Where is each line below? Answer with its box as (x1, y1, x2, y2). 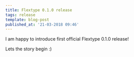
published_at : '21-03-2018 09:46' (5, 22, 80, 27)
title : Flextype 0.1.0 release (5, 7, 72, 13)
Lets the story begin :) (5, 46, 52, 52)
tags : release (5, 12, 36, 17)
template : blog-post (5, 17, 50, 22)
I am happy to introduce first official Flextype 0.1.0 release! (5, 36, 129, 42)
